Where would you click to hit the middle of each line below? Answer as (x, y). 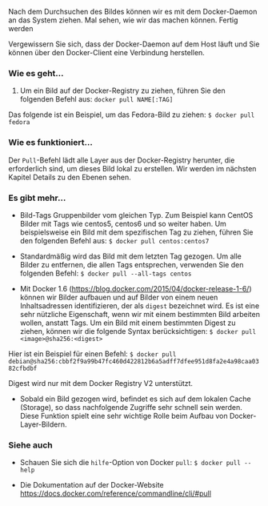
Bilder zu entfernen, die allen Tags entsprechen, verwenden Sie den (132, 264)
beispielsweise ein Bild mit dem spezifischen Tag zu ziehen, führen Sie (136, 232)
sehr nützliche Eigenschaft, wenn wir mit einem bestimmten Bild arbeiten (140, 314)
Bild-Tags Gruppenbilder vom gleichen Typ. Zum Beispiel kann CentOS (136, 215)
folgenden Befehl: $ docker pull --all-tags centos (106, 273)
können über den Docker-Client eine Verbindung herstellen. (107, 52)
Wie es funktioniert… (51, 143)
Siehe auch (31, 445)
